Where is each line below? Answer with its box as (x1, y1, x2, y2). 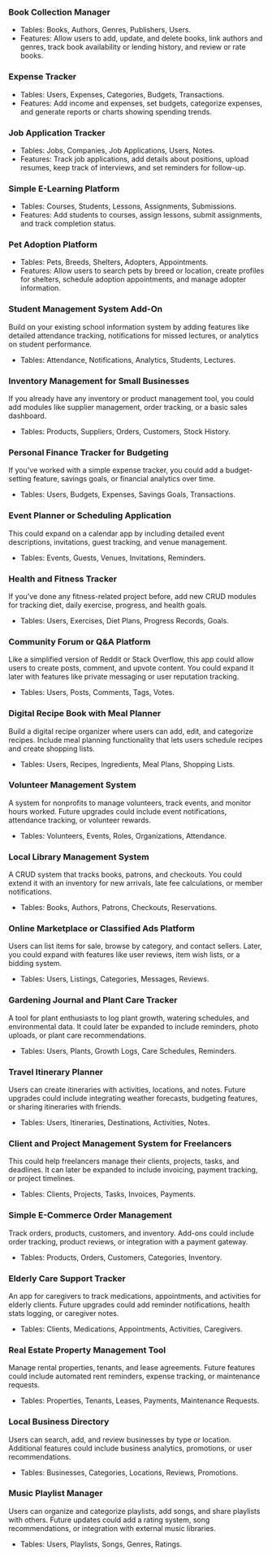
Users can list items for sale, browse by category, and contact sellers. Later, (8, 941, 262, 951)
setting (8, 474, 32, 484)
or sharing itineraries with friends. (8, 1102, 122, 1112)
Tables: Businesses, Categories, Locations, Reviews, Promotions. (19, 1468, 239, 1477)
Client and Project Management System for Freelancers (8, 1137, 232, 1149)
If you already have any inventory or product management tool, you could (8, 394, 254, 403)
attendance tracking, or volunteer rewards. (8, 815, 152, 825)
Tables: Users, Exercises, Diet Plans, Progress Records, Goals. (19, 615, 229, 625)
